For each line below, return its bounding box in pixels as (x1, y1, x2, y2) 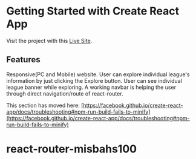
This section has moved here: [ (6, 102, 83, 109)
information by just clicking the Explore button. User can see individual (6, 77, 183, 84)
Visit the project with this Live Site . (6, 37, 93, 44)
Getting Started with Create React (6, 4, 180, 18)
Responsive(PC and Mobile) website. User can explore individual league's (6, 71, 190, 78)
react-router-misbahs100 (6, 142, 137, 155)
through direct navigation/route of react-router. (6, 89, 123, 97)
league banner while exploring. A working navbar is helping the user (6, 83, 177, 91)
